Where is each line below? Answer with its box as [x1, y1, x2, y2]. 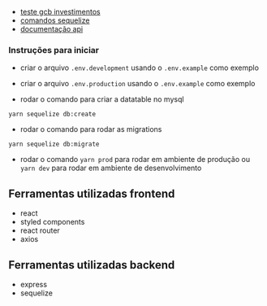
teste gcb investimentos [19, 7, 101, 16]
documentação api [19, 24, 84, 33]
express [19, 279, 47, 289]
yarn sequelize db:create [8, 110, 96, 119]
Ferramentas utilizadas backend [8, 258, 175, 272]
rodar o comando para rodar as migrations [19, 125, 162, 134]
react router [19, 225, 61, 235]
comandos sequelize [19, 15, 90, 25]
